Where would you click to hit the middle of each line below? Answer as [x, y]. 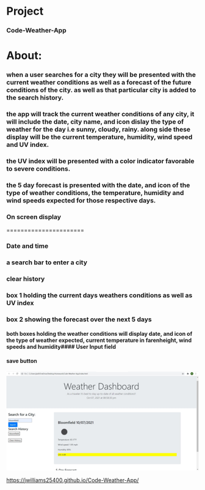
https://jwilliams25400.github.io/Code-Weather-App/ [73, 480]
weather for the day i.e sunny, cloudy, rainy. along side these [99, 130]
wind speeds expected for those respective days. [81, 200]
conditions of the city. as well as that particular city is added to [101, 90]
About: [24, 56]
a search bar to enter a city [47, 262]
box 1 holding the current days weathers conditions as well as [99, 295]
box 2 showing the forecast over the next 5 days [79, 319]
